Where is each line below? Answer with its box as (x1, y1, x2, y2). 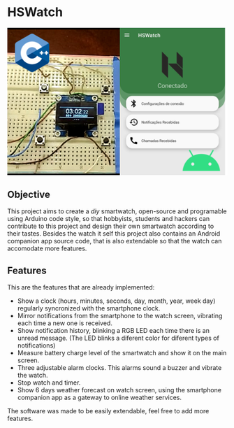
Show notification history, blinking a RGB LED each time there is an (17, 327, 210, 335)
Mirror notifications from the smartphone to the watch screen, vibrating (17, 312, 223, 320)
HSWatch (7, 4, 63, 20)
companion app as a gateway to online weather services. (17, 393, 182, 402)
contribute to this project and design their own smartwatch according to (7, 222, 214, 231)
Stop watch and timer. (17, 378, 81, 387)
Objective (7, 188, 51, 200)
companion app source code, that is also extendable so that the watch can (7, 237, 222, 245)
